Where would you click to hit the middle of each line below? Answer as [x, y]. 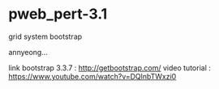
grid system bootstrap [45, 36]
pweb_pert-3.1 [58, 14]
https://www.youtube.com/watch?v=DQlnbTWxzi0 [92, 76]
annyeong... [28, 52]
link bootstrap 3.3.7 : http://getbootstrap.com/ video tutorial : [109, 68]
